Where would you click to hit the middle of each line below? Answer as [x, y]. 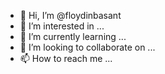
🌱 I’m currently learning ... [73, 36]
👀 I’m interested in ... [62, 26]
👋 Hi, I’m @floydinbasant [70, 15]
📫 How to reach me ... [66, 58]
